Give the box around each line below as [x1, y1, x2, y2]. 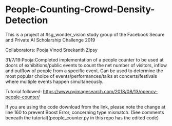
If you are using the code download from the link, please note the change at [5, 103, 166, 110]
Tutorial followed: [5, 88, 42, 94]
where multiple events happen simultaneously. [5, 78, 104, 85]
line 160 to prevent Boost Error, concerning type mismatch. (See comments [5, 109, 164, 115]
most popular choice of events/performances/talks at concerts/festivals [5, 73, 158, 79]
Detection [5, 14, 48, 26]
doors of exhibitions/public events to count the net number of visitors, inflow [5, 62, 167, 68]
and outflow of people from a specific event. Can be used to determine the [5, 68, 163, 74]
